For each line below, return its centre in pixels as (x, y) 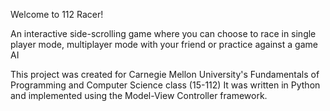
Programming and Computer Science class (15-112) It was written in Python (165, 85)
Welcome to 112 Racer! (57, 14)
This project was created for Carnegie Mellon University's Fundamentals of (165, 74)
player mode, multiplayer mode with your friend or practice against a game (164, 44)
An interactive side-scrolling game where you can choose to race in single (163, 33)
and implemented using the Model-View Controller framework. (139, 95)
